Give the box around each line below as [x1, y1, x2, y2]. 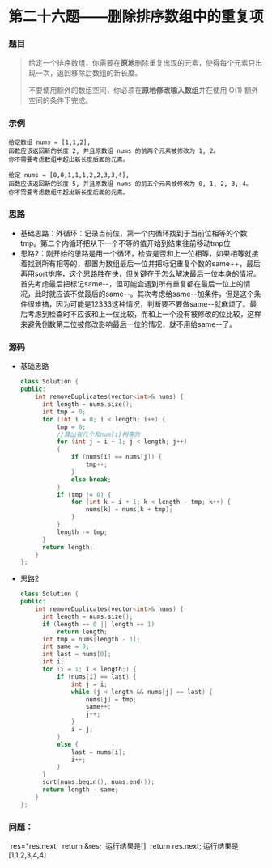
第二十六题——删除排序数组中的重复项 [8, 7, 265, 26]
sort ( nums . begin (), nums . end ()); [41, 778, 155, 786]
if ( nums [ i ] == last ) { [56, 672, 138, 680]
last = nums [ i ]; [71, 747, 126, 756]
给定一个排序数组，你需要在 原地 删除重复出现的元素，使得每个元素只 [28, 58, 256, 68]
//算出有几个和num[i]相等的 [56, 430, 140, 438]
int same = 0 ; [41, 642, 90, 651]
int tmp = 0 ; [41, 408, 87, 416]
